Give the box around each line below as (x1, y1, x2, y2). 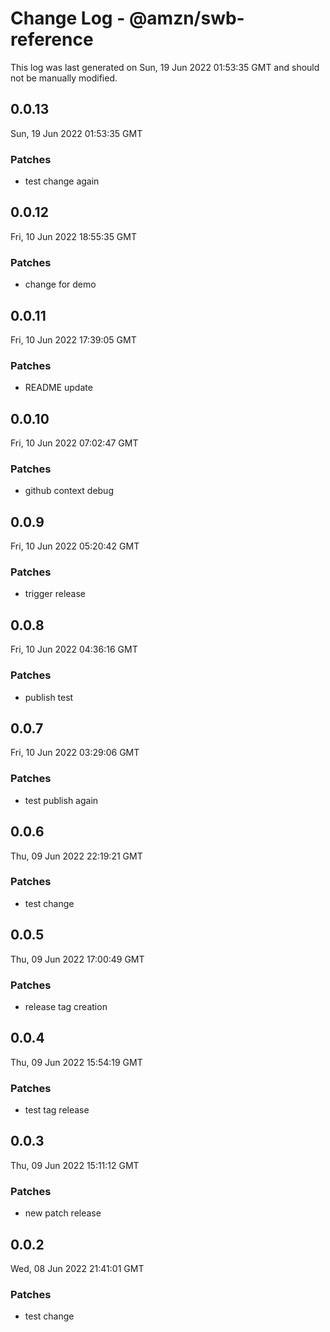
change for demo (24, 278, 97, 291)
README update (24, 382, 93, 394)
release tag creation (24, 1000, 108, 1012)
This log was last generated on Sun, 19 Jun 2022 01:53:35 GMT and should (10, 61, 320, 73)
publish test (24, 691, 74, 703)
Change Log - (10, 7, 126, 30)
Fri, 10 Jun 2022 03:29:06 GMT (10, 747, 140, 759)
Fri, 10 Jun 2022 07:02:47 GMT (10, 437, 139, 449)
